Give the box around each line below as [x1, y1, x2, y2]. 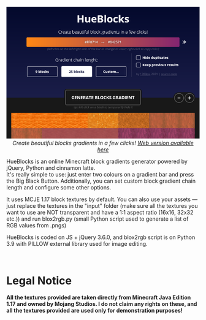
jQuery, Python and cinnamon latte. [6, 164, 96, 172]
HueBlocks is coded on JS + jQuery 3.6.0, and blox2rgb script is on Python [6, 234, 196, 241]
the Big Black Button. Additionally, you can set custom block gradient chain [6, 177, 196, 185]
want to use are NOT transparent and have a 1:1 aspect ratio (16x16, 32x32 [6, 209, 194, 216]
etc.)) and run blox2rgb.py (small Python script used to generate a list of [6, 215, 189, 223]
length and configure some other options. [6, 184, 112, 191]
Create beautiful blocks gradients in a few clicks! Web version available [12, 139, 194, 147]
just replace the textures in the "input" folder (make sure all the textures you [6, 202, 198, 210]
